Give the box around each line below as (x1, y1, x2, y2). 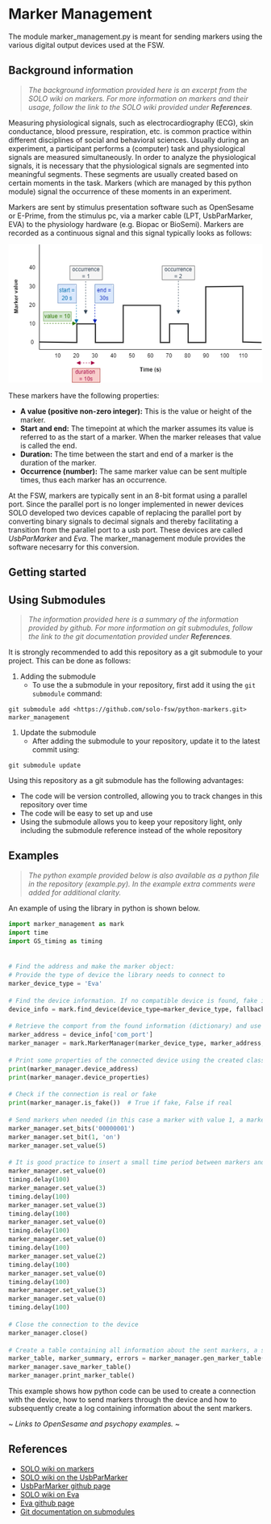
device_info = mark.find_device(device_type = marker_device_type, (8, 1005, 232, 1013)
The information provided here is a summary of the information (27, 615, 240, 625)
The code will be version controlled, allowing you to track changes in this (19, 791, 263, 801)
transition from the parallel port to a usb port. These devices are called (8, 524, 244, 534)
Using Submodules (8, 593, 106, 607)
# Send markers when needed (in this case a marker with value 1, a (8, 1116, 244, 1124)
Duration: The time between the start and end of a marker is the (19, 449, 234, 459)
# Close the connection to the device (8, 1320, 139, 1328)
